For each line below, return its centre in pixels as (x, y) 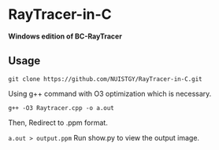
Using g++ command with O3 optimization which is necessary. (110, 93)
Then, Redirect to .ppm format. (58, 123)
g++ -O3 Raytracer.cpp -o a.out (61, 108)
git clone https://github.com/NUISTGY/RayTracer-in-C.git (105, 79)
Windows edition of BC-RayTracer (65, 36)
